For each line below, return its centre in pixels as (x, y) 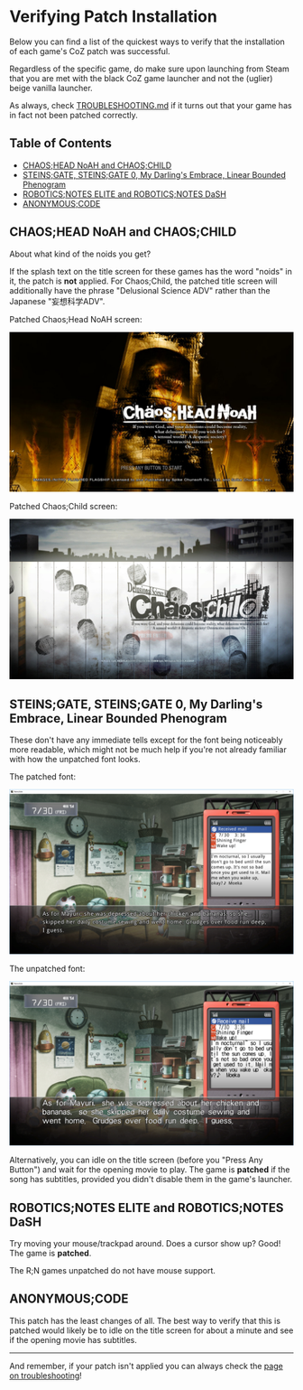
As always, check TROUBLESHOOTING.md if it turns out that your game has (151, 105)
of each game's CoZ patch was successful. (90, 51)
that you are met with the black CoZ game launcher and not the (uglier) (141, 78)
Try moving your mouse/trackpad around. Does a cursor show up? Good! (145, 1243)
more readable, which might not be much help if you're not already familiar (148, 750)
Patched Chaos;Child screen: (64, 507)
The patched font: (43, 777)
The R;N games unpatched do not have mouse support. (113, 1270)
